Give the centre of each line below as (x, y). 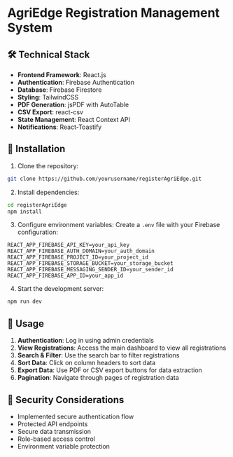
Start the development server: (61, 289)
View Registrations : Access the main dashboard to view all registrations (122, 348)
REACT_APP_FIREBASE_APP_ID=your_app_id (65, 276)
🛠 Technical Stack (49, 54)
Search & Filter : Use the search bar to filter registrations (98, 355)
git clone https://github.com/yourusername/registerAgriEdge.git (104, 179)
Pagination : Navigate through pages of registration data (98, 378)
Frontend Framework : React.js (62, 75)
